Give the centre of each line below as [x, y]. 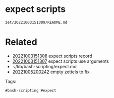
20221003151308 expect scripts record [52, 56]
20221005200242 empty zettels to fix [51, 72]
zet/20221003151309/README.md [36, 22]
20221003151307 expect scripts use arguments [60, 61]
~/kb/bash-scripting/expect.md [44, 66]
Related [21, 42]
